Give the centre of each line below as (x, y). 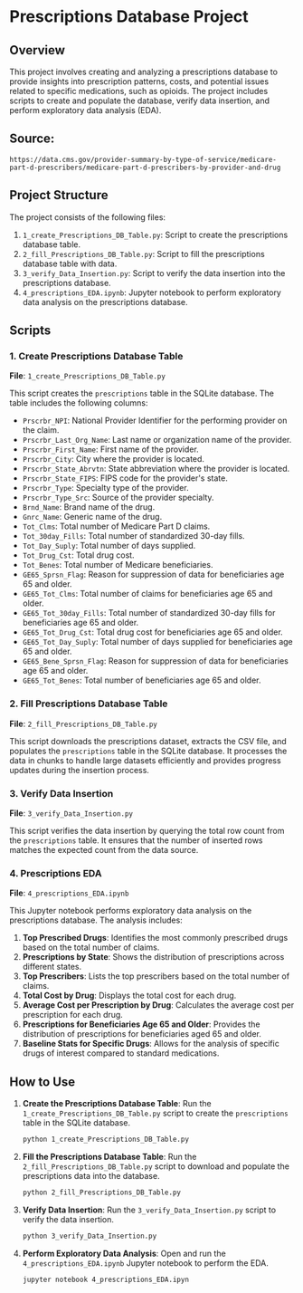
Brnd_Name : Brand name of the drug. (89, 507)
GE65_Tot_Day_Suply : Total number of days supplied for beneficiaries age (158, 642)
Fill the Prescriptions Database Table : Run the (109, 1156)
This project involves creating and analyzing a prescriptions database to (144, 72)
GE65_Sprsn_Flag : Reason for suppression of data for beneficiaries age (153, 575)
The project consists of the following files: (87, 217)
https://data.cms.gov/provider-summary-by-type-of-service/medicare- (143, 159)
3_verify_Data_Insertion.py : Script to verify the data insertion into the (154, 273)
